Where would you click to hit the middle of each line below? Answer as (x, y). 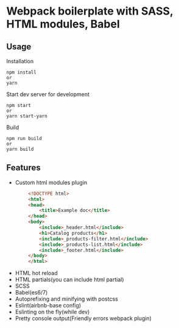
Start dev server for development (48, 94)
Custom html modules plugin (51, 182)
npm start (19, 105)
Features (23, 168)
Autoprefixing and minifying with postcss (67, 299)
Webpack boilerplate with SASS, (90, 11)
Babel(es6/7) (31, 293)
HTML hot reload (36, 273)
